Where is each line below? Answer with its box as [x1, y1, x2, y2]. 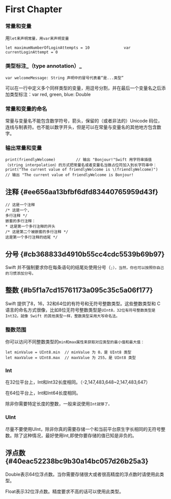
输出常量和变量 [5, 144, 42, 151]
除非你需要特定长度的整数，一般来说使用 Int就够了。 [5, 401, 112, 407]
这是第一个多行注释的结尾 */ [5, 235, 58, 240]
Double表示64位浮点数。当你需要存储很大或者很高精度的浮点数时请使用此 [5, 471, 160, 477]
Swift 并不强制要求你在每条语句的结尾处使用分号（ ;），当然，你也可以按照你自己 [5, 265, 164, 270]
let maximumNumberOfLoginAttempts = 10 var [5, 45, 131, 50]
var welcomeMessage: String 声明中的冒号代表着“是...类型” [5, 75, 124, 80]
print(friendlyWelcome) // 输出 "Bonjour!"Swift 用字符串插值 [5, 157, 152, 162]
